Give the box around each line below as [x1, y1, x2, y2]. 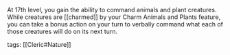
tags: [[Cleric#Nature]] [7, 41, 71, 48]
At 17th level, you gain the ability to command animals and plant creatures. [7, 6, 217, 14]
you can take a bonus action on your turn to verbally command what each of [7, 20, 223, 28]
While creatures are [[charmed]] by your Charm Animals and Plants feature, [7, 13, 221, 21]
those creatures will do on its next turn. [7, 27, 118, 35]
